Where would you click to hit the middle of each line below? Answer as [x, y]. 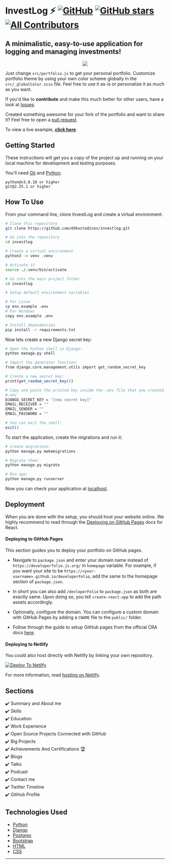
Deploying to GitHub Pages [34, 539]
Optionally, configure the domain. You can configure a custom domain [86, 612]
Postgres [22, 835]
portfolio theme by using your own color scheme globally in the [71, 78]
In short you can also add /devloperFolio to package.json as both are [84, 592]
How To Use [25, 202]
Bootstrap [23, 840]
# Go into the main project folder [43, 279]
